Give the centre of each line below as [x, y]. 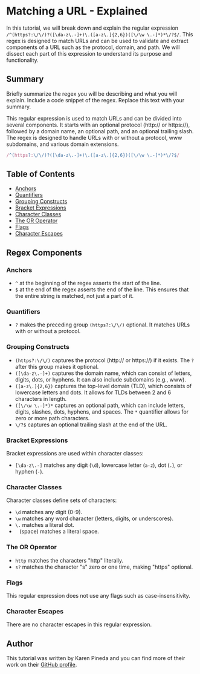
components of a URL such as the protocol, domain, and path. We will [93, 47]
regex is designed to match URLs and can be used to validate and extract [97, 41]
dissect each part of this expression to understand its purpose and [89, 53]
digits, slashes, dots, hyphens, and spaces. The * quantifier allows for [102, 411]
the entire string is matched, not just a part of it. [74, 296]
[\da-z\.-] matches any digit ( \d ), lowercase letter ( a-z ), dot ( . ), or [98, 465]
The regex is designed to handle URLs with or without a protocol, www [94, 137]
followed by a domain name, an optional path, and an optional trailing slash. [100, 131]
